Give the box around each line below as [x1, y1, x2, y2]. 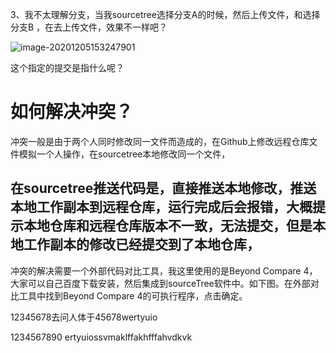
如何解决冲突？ [10, 101, 134, 123]
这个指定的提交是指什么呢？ [10, 62, 125, 73]
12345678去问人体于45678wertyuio [10, 311, 158, 323]
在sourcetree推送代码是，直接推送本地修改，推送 [10, 180, 317, 197]
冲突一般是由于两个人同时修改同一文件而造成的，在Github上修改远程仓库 [10, 135, 310, 147]
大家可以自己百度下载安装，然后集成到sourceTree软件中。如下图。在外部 [10, 277, 311, 289]
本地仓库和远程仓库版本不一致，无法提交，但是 [23, 218, 313, 235]
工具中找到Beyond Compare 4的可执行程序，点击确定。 [18, 289, 248, 302]
